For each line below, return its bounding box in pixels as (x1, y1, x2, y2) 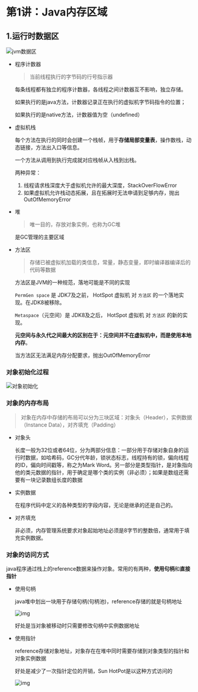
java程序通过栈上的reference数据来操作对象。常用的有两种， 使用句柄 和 (6, 565, 180, 572)
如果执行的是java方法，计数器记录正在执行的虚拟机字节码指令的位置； (14, 99, 186, 105)
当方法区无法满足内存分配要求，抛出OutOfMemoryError (14, 352, 151, 359)
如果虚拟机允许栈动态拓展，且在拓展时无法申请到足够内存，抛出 (23, 189, 180, 196)
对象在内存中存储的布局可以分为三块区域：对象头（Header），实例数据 (20, 414, 193, 421)
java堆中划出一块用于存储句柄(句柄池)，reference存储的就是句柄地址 (14, 597, 183, 605)
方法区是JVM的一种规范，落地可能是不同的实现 (14, 279, 130, 286)
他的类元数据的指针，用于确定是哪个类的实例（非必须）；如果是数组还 (14, 468, 184, 476)
